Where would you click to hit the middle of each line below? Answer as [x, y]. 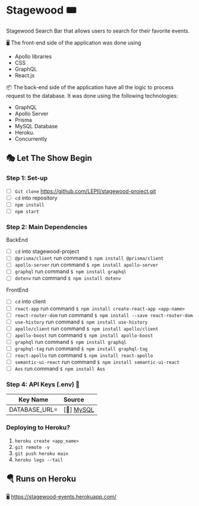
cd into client [30, 302]
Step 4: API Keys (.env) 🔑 [43, 384]
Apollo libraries [33, 56]
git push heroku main [41, 454]
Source [74, 400]
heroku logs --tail [39, 460]
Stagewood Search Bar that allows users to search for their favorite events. [98, 31]
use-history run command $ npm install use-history [81, 322]
